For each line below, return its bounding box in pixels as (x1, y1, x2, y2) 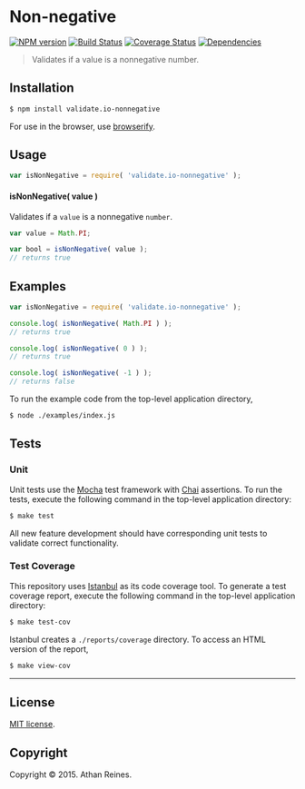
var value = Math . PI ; (9, 229, 92, 238)
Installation (9, 80, 74, 96)
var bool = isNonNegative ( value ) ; (9, 245, 148, 254)
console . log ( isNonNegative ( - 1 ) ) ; (9, 369, 152, 378)
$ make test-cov (9, 617, 71, 626)
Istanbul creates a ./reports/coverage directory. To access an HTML (9, 634, 266, 645)
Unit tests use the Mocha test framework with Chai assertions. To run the (9, 484, 283, 495)
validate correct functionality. (9, 538, 120, 548)
